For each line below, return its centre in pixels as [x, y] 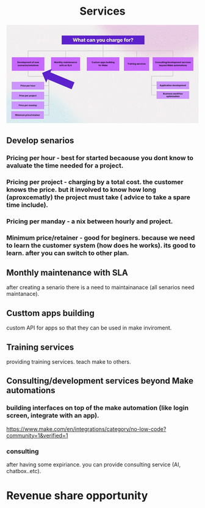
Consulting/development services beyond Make [100, 381]
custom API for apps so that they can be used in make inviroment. [89, 328]
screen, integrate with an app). [53, 416]
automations [31, 390]
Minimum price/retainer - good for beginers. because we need [101, 238]
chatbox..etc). [24, 471]
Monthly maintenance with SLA [67, 272]
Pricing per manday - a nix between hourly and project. [90, 221]
